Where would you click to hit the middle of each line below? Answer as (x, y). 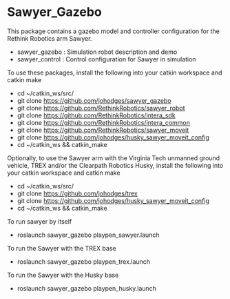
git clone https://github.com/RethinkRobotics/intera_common (104, 122)
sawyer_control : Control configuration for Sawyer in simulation (106, 59)
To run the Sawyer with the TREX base (62, 248)
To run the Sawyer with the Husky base (63, 275)
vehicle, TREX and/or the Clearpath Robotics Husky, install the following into (115, 165)
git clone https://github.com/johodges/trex (77, 193)
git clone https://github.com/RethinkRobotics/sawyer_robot (101, 108)
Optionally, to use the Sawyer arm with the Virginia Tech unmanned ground (114, 158)
